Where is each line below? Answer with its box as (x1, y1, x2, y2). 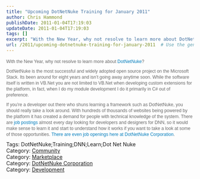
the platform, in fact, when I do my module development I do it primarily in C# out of (6, 86, 171, 92)
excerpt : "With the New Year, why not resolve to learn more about (6, 36, 177, 42)
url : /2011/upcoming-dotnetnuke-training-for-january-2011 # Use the (6, 42, 185, 48)
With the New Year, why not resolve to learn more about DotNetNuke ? (6, 58, 145, 64)
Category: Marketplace (6, 153, 63, 161)
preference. (6, 92, 29, 98)
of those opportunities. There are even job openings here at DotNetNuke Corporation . (6, 131, 175, 137)
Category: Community (6, 147, 61, 154)
